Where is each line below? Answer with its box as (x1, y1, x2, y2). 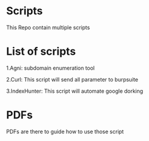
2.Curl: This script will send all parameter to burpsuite (6, 76, 139, 83)
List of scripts (6, 45, 76, 58)
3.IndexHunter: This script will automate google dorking (6, 87, 144, 95)
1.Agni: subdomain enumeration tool (6, 64, 95, 71)
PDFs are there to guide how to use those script (6, 128, 124, 135)
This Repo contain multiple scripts (6, 24, 90, 31)
